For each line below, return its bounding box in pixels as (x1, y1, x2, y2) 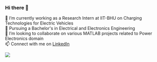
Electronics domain (5, 36, 44, 41)
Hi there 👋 (5, 4, 29, 11)
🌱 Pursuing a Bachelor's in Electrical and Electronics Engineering (5, 25, 136, 31)
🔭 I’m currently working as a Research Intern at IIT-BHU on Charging (5, 15, 142, 21)
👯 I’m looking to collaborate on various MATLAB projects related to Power (5, 31, 153, 37)
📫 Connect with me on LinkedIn (5, 41, 70, 47)
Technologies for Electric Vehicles (5, 20, 74, 26)
